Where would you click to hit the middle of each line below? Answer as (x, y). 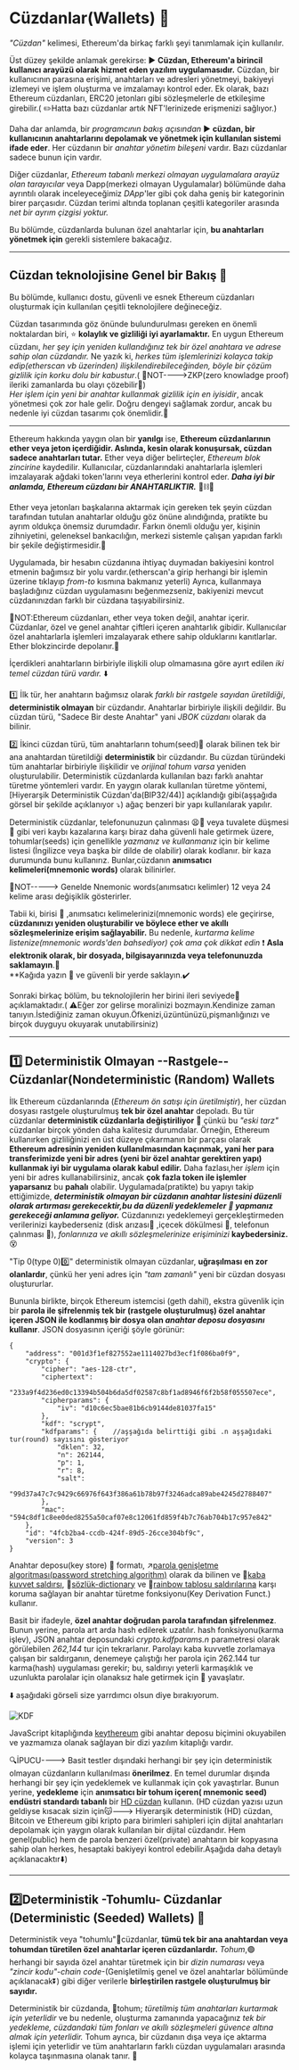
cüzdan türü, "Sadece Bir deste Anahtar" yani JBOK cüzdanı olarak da (138, 716)
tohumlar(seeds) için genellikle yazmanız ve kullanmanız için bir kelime (139, 841)
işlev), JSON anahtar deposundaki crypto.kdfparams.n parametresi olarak (145, 1639)
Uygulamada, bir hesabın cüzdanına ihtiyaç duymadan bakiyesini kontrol (141, 562)
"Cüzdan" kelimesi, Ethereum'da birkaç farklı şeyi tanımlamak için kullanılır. (147, 43)
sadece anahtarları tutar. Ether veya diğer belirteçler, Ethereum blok (135, 458)
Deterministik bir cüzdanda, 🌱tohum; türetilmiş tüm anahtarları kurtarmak (144, 2008)
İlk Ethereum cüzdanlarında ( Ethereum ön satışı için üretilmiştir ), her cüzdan (148, 1101)
